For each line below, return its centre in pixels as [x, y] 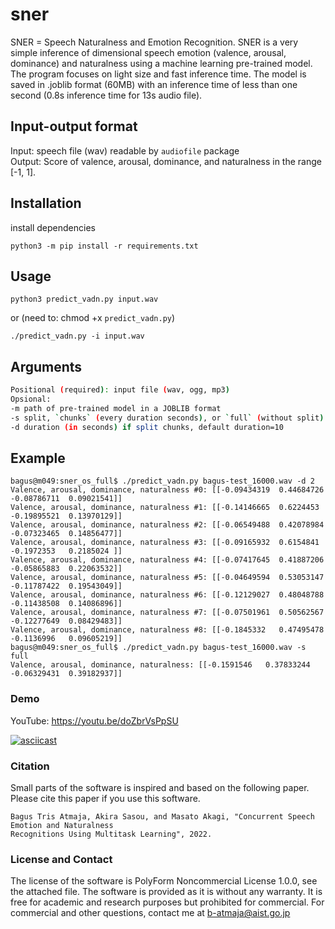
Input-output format [74, 126]
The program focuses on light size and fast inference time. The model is [158, 74]
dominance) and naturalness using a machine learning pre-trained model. [161, 63]
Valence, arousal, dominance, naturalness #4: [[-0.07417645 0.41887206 [167, 560]
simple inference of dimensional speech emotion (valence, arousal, [148, 52]
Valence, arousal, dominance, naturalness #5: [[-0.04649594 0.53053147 [167, 578]
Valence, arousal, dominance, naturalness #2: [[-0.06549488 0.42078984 [167, 525]
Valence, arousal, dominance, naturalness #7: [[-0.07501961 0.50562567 [167, 613]
